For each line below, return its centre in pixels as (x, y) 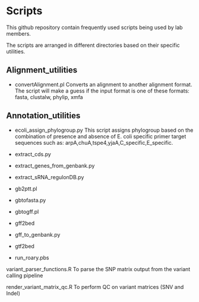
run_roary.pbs (32, 258)
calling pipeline (25, 275)
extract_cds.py (33, 154)
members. (19, 33)
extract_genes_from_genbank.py (55, 166)
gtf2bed (24, 246)
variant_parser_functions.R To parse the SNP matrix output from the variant (98, 269)
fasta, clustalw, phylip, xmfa (49, 97)
